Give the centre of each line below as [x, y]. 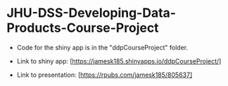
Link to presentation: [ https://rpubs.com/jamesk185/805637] [104, 75]
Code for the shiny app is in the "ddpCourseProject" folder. [102, 47]
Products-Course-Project [83, 28]
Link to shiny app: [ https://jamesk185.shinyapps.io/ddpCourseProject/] [119, 61]
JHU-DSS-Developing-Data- [91, 13]
